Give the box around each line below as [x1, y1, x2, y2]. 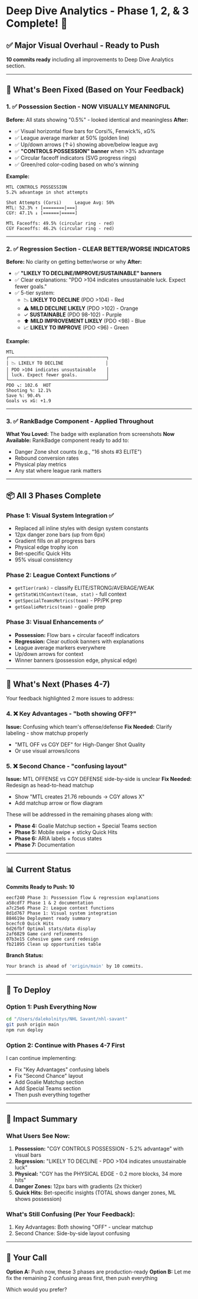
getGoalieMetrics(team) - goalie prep [14, 603, 106, 610]
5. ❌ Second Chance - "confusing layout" [6, 762, 127, 770]
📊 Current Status [6, 865, 71, 875]
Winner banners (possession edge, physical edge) [14, 657, 137, 664]
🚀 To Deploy [6, 985, 51, 995]
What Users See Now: [6, 1132, 70, 1140]
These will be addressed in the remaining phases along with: [6, 810, 153, 817]
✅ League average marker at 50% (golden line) [14, 134, 130, 141]
